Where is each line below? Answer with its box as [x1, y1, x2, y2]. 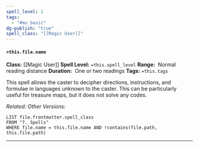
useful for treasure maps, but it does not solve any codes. [6, 91, 147, 98]
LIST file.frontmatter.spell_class [6, 114, 94, 120]
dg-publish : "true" [6, 25, 54, 31]
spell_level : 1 [6, 8, 44, 15]
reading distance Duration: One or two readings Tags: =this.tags [6, 68, 169, 75]
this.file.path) [6, 130, 46, 136]
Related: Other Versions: [6, 103, 66, 110]
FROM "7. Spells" [6, 120, 49, 126]
